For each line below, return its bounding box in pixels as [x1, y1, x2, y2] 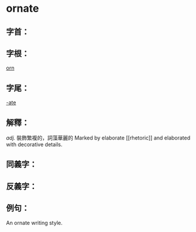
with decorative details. [6, 141, 63, 148]
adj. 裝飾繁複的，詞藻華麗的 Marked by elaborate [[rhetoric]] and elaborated [6, 134, 191, 141]
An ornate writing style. [6, 219, 63, 226]
